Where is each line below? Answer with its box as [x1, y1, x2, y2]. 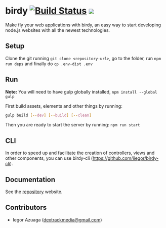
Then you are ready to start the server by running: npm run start [5, 122, 140, 128]
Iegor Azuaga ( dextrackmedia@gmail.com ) [12, 216, 102, 222]
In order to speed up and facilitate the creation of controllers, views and [5, 150, 155, 156]
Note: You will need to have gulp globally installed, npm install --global [5, 88, 157, 95]
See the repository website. [5, 189, 63, 195]
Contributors [5, 203, 47, 212]
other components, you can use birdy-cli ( [5, 155, 93, 161]
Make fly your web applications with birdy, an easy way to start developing [5, 22, 161, 28]
